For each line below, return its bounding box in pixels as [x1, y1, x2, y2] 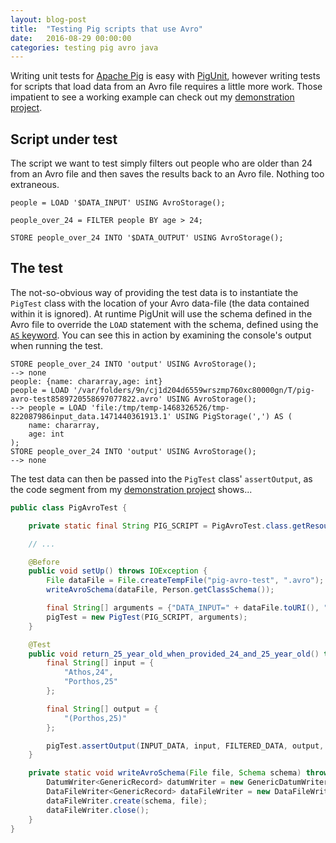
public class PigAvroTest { [10, 502, 128, 513]
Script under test [10, 131, 118, 148]
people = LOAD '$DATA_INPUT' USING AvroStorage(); [10, 198, 226, 208]
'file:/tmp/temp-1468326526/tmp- [90, 402, 230, 413]
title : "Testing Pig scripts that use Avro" [10, 24, 203, 34]
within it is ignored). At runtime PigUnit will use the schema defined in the [10, 307, 313, 320]
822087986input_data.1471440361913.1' [10, 411, 172, 421]
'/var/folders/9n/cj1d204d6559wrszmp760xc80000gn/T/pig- [73, 385, 315, 395]
